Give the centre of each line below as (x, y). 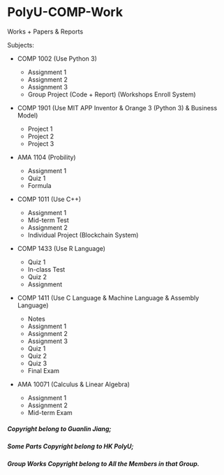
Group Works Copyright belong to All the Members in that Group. (104, 464)
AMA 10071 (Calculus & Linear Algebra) (74, 384)
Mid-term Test (48, 220)
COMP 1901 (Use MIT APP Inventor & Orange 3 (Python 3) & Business (117, 108)
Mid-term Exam (50, 412)
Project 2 (41, 136)
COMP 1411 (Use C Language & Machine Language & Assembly (108, 298)
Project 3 (41, 143)
